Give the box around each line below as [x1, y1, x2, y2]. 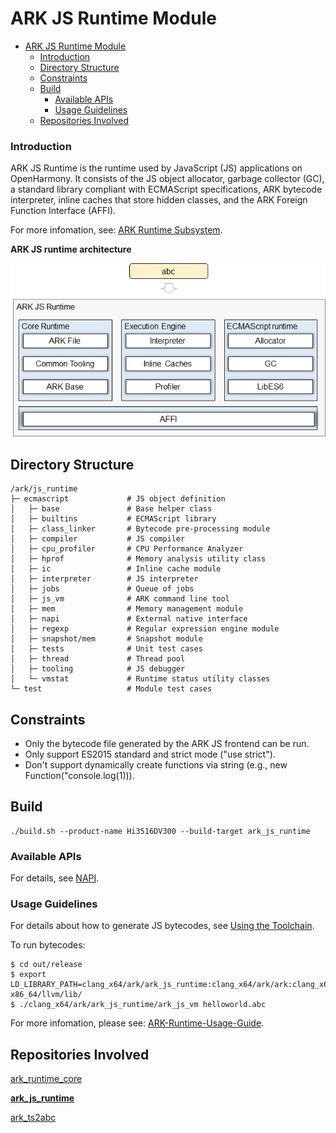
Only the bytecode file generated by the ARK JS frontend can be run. [24, 738, 310, 750]
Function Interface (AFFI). [10, 205, 117, 217]
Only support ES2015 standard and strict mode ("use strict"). [24, 748, 276, 761]
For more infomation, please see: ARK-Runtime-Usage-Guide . [10, 1017, 265, 1029]
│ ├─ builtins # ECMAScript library [10, 514, 217, 524]
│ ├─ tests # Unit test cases [10, 644, 203, 654]
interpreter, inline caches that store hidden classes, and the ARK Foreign [10, 194, 308, 206]
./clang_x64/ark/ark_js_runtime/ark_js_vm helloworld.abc [19, 1000, 267, 1010]
